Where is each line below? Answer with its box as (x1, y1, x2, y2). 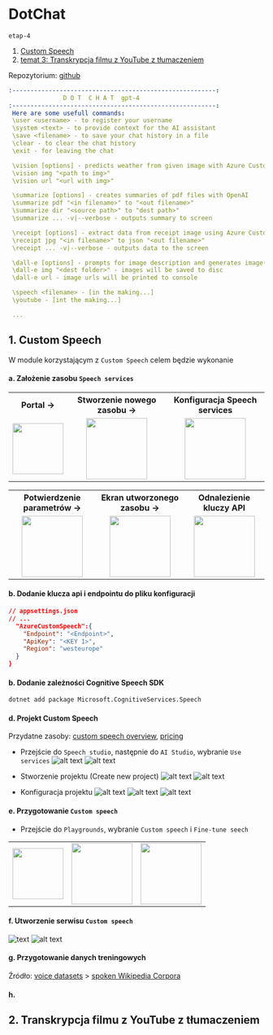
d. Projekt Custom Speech (8, 713, 99, 723)
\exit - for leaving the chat (11, 147, 115, 155)
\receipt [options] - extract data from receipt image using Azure (11, 229, 245, 237)
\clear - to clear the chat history (11, 139, 136, 147)
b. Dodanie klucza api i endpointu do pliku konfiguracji (8, 589, 196, 599)
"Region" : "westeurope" (23, 645, 104, 653)
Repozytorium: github (8, 70, 81, 80)
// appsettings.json (8, 607, 79, 616)
